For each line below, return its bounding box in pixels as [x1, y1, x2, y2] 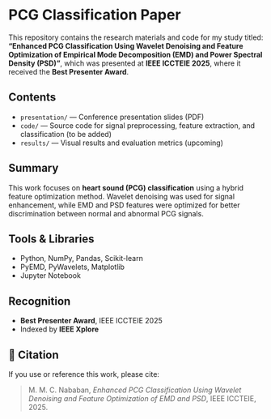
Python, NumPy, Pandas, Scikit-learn [19, 254, 143, 263]
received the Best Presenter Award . [8, 66, 129, 76]
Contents [8, 91, 57, 105]
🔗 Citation [8, 348, 59, 361]
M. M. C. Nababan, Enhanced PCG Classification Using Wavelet [28, 385, 242, 395]
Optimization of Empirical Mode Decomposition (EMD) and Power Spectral [8, 49, 263, 59]
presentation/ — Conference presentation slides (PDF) [19, 112, 205, 122]
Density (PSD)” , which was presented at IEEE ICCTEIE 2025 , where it [8, 58, 241, 68]
